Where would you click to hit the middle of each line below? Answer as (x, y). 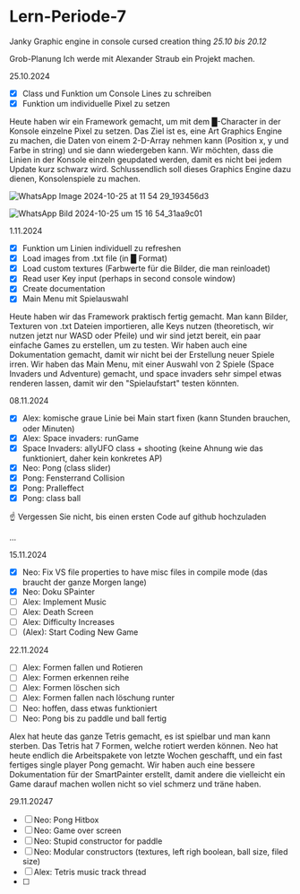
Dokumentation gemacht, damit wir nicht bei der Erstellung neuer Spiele (142, 355)
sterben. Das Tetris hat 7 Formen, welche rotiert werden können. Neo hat (144, 745)
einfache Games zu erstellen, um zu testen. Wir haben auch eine (129, 345)
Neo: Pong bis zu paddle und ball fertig (94, 718)
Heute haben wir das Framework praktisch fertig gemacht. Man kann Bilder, (149, 317)
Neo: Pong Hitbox (66, 820)
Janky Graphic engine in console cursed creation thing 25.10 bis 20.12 (138, 41)
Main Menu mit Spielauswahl (75, 299)
